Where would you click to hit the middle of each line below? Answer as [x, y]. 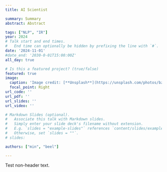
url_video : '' [20, 106]
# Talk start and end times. [35, 42]
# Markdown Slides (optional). [38, 115]
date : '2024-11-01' [25, 51]
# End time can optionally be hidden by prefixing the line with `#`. [82, 46]
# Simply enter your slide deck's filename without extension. [74, 124]
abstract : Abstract [25, 23]
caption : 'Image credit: [35, 83]
